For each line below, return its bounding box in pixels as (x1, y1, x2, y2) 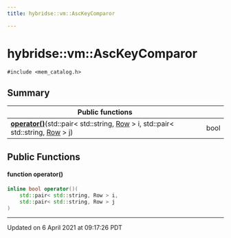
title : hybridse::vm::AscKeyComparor (7, 10, 115, 17)
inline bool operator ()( (7, 185, 78, 193)
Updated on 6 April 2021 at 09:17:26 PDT (7, 224, 122, 232)
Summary (7, 87, 50, 98)
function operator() (7, 170, 63, 179)
